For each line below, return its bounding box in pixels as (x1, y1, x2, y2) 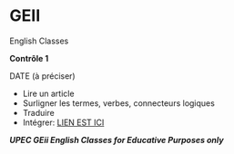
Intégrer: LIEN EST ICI (22, 117, 105, 128)
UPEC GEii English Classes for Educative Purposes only (9, 134, 225, 145)
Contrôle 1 (9, 53, 49, 63)
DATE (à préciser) (9, 70, 76, 82)
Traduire (22, 107, 55, 118)
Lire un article (22, 88, 75, 99)
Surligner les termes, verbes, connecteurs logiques (22, 97, 216, 109)
